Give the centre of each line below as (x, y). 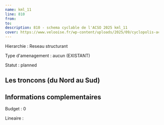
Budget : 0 (16, 109)
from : (10, 19)
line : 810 (15, 14)
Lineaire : (14, 118)
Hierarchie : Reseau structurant (36, 46)
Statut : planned (21, 65)
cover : (12, 32)
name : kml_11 (18, 10)
